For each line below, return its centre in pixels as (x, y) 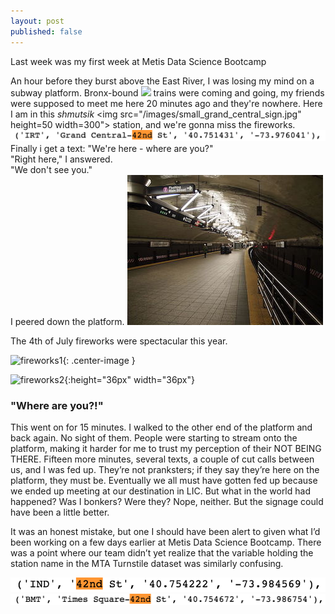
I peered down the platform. (67, 321)
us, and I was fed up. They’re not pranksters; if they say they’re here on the (165, 469)
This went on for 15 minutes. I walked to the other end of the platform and (161, 427)
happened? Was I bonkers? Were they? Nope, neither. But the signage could (167, 501)
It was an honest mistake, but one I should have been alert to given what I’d (165, 531)
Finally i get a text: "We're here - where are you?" (112, 148)
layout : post (37, 21)
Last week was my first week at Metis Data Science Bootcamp (138, 61)
